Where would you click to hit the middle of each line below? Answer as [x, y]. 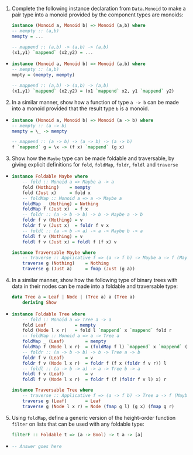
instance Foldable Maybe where [50, 176]
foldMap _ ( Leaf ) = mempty [64, 342]
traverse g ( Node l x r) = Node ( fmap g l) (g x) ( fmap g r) [98, 406]
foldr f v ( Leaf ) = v [58, 358]
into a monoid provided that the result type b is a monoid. [80, 108]
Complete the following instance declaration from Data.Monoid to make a [99, 9]
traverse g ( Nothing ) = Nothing [66, 263]
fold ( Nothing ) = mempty [56, 187]
